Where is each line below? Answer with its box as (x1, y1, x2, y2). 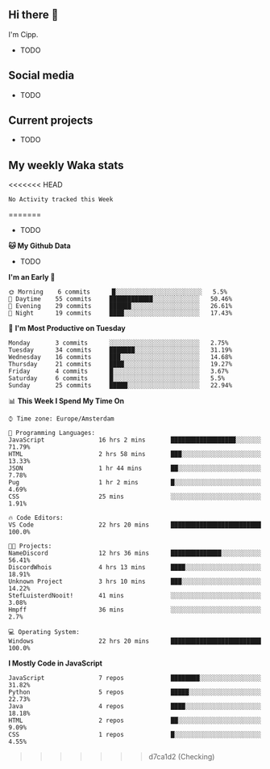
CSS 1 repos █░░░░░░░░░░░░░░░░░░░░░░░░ (8, 731, 262, 739)
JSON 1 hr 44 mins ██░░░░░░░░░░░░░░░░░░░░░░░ (8, 464, 262, 473)
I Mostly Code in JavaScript (8, 658, 103, 668)
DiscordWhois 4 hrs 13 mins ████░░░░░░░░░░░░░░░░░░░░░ (8, 564, 262, 572)
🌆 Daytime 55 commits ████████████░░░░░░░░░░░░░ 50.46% (8, 295, 232, 303)
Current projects (8, 114, 93, 128)
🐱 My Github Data (8, 241, 71, 251)
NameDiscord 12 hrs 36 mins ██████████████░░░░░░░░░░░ (8, 549, 262, 558)
